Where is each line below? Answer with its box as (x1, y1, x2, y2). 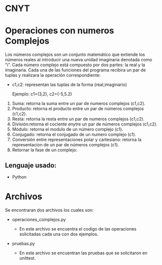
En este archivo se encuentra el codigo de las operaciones (19, 226, 137, 231)
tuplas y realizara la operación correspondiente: (5, 72, 101, 78)
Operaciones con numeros (5, 25, 114, 36)
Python (12, 174, 27, 180)
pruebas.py (12, 240, 35, 246)
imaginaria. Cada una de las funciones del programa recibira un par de (5, 67, 146, 73)
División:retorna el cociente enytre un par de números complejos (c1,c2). (12, 121, 158, 127)
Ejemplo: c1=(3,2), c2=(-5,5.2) (12, 91, 72, 97)
